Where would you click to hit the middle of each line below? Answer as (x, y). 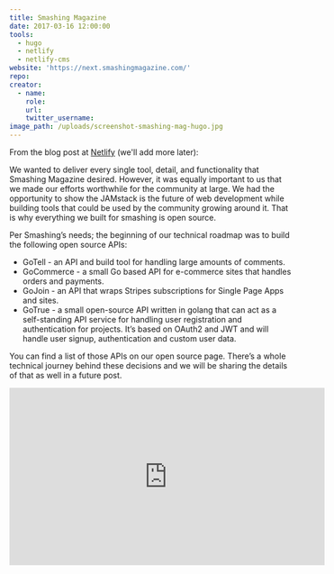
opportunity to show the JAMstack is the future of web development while (147, 198)
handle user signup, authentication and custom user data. (129, 338)
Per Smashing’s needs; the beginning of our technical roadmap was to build (149, 235)
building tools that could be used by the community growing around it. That (149, 208)
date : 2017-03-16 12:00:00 (60, 26)
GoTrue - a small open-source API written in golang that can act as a (149, 310)
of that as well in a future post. (66, 375)
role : (36, 101)
